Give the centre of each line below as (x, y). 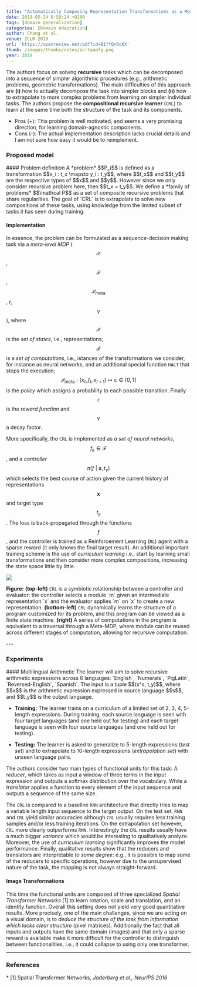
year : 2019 (19, 55)
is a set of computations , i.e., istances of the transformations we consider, (96, 358)
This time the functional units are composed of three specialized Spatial (93, 894)
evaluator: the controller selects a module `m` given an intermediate (88, 595)
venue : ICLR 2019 (27, 39)
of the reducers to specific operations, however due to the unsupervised (94, 861)
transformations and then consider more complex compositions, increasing (97, 560)
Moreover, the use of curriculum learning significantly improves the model (96, 842)
